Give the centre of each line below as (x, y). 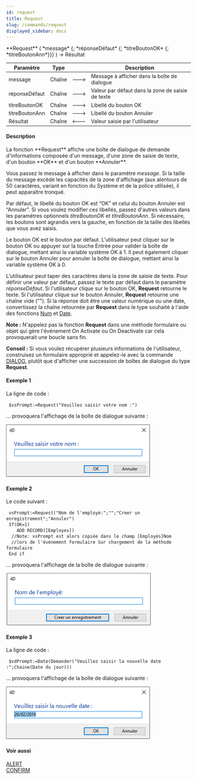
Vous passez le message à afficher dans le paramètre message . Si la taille (96, 173)
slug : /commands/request (36, 25)
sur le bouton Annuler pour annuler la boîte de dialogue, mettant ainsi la (92, 258)
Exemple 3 (19, 637)
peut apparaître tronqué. (36, 192)
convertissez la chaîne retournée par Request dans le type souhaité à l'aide (97, 307)
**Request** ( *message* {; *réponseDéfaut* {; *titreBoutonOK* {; (87, 48)
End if (17, 554)
